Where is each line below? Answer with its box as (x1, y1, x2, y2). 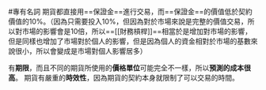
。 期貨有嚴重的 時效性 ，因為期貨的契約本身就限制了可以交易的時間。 (15, 73, 239, 82)
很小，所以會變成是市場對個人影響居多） (14, 47, 147, 55)
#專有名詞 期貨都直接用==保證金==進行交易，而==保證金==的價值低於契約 (8, 7, 253, 16)
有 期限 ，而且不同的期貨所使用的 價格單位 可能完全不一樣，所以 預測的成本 (8, 63, 244, 73)
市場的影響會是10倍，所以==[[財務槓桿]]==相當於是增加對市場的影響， (21, 27, 253, 36)
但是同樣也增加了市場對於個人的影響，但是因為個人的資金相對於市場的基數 (8, 36, 251, 46)
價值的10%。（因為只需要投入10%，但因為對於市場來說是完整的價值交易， (8, 17, 248, 26)
